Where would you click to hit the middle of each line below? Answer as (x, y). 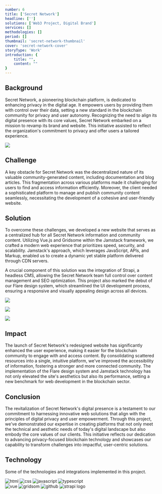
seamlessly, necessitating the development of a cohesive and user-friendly (80, 198)
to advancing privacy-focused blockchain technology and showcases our (78, 440)
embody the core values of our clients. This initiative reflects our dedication (80, 434)
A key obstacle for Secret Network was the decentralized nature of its (74, 172)
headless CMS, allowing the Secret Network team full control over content (79, 276)
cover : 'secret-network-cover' (37, 46)
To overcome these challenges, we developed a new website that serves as (80, 230)
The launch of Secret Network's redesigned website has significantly (74, 345)
